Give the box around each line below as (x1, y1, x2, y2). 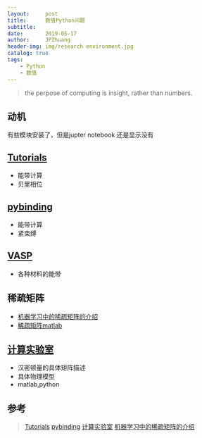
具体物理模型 (17, 373, 55, 381)
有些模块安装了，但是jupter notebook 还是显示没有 (7, 131, 154, 139)
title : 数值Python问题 (7, 17, 86, 24)
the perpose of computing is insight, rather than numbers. (24, 89, 193, 97)
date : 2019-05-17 (7, 30, 77, 37)
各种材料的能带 (17, 269, 61, 278)
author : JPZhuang (7, 37, 71, 44)
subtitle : (7, 23, 37, 30)
